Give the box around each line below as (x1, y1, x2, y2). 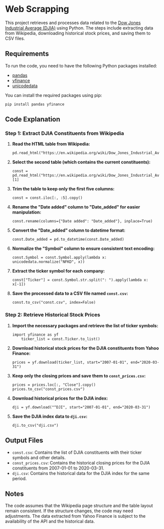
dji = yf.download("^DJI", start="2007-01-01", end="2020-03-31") (12, 405, 151, 409)
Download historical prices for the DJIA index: (12, 395, 108, 401)
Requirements (5, 50, 49, 58)
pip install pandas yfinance (5, 102, 65, 107)
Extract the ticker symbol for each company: (12, 268, 105, 274)
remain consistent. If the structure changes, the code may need (5, 508, 133, 514)
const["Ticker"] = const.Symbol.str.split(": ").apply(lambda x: (12, 278, 148, 282)
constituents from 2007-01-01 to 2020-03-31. (12, 465, 104, 471)
